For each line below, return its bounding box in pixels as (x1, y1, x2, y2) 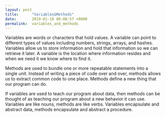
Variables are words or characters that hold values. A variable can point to (5, 35, 157, 41)
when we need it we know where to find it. (5, 56, 92, 62)
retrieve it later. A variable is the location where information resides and (5, 51, 151, 57)
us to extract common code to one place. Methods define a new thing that (5, 76, 157, 82)
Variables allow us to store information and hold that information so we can (5, 45, 158, 51)
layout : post (5, 7, 32, 12)
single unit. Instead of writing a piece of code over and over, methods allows (5, 70, 161, 77)
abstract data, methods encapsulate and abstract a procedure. (5, 107, 133, 113)
